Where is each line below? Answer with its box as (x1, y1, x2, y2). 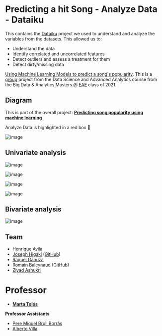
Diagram (5, 96, 32, 105)
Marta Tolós (12, 301, 38, 307)
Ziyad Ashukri (12, 267, 41, 273)
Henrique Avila (12, 246, 43, 252)
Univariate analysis (5, 149, 66, 157)
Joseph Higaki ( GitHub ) (12, 251, 61, 257)
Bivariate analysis (5, 205, 62, 213)
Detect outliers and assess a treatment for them (12, 56, 110, 62)
